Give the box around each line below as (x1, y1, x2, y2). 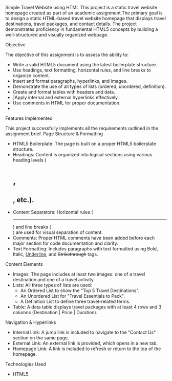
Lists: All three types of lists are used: (12, 282, 92, 288)
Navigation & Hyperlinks (5, 319, 56, 325)
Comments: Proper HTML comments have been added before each (12, 235, 155, 241)
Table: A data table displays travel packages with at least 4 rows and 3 (12, 304, 162, 310)
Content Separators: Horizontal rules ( (12, 209, 93, 215)
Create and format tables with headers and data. (12, 89, 115, 95)
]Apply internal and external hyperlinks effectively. (12, 95, 119, 100)
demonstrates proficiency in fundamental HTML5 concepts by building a (5, 26, 158, 32)
